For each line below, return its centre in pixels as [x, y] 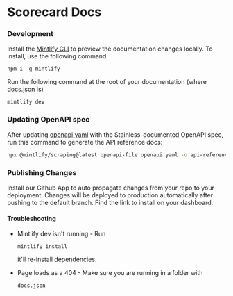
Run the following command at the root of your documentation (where [107, 82]
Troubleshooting [32, 218]
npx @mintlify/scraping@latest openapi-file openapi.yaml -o [97, 155]
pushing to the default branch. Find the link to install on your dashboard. [110, 202]
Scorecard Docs [54, 12]
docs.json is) [25, 89]
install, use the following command [57, 56]
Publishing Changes [42, 172]
